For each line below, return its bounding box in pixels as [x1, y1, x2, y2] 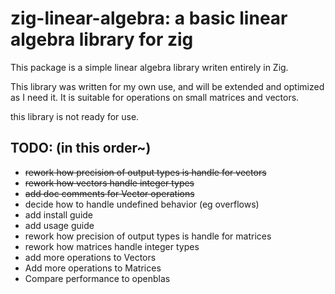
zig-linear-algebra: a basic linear [10, 7, 288, 30]
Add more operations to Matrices [24, 262, 162, 274]
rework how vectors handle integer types [24, 177, 195, 189]
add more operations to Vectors [24, 251, 157, 263]
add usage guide [24, 219, 95, 231]
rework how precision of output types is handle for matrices [24, 230, 272, 242]
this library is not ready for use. [10, 110, 140, 122]
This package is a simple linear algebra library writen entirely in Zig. [10, 61, 289, 73]
